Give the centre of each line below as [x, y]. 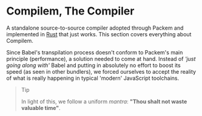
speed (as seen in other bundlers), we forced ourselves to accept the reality [101, 71]
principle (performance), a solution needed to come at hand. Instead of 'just [101, 59]
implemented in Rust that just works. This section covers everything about [99, 34]
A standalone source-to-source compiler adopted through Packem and [95, 28]
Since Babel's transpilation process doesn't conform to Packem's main [95, 52]
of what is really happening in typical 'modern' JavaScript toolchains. [93, 78]
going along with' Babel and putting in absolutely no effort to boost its [93, 65]
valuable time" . [41, 108]
